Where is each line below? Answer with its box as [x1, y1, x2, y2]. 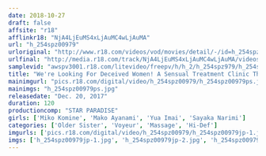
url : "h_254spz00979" [8, 41, 80, 49]
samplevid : [8, 63, 44, 71]
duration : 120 [8, 99, 55, 107]
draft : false [8, 19, 51, 27]
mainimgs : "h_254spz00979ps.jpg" [8, 84, 119, 93]
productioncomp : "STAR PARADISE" [8, 107, 119, 115]
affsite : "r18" [8, 26, 59, 34]
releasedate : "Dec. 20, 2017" [8, 92, 108, 100]
